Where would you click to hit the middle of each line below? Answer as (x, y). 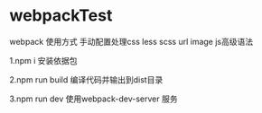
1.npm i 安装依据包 (44, 60)
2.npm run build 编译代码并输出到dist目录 (86, 79)
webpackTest (61, 16)
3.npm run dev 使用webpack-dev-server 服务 (94, 99)
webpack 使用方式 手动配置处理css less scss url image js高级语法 (131, 41)
